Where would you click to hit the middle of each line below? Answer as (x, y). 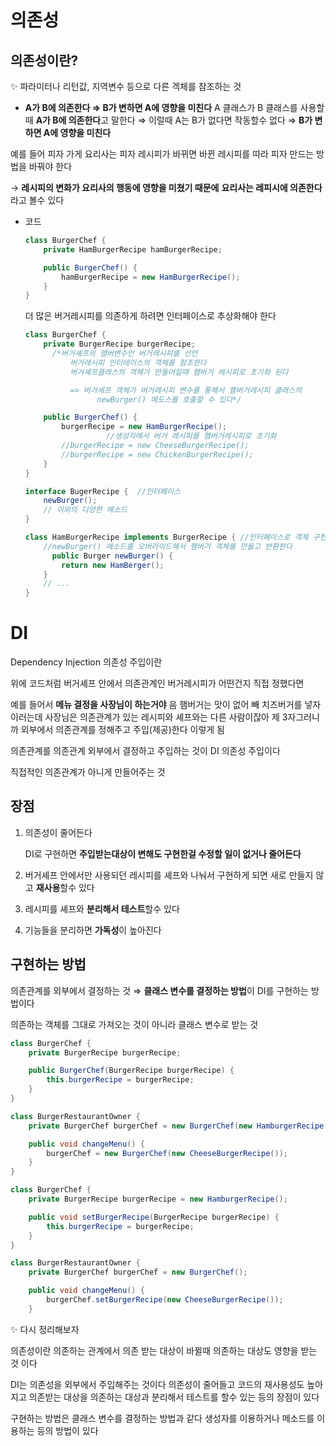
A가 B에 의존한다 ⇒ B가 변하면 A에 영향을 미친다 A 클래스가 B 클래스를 (161, 107)
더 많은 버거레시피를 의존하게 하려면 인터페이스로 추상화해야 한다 (150, 316)
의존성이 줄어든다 (58, 832)
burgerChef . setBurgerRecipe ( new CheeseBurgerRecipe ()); (165, 1300)
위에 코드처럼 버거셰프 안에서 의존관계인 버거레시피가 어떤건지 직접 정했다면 (157, 683)
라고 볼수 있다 (37, 200)
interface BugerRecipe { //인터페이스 (102, 491)
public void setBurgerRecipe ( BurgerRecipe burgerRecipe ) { (154, 1217)
